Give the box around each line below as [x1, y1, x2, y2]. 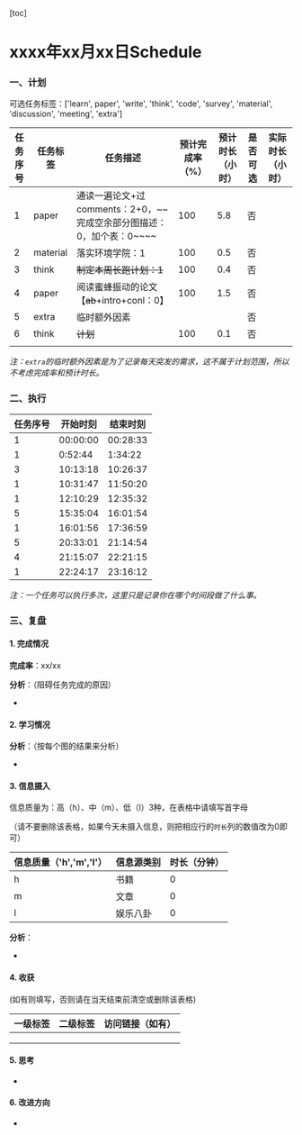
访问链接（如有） [103, 1017, 177, 1030]
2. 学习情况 [9, 719, 51, 730]
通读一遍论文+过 [75, 189, 146, 202]
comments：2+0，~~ [75, 203, 169, 215]
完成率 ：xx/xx [9, 659, 61, 670]
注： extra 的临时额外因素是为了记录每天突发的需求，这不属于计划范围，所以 [9, 356, 289, 368]
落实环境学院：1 [75, 247, 146, 259]
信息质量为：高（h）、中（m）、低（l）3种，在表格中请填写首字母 [9, 802, 249, 813]
